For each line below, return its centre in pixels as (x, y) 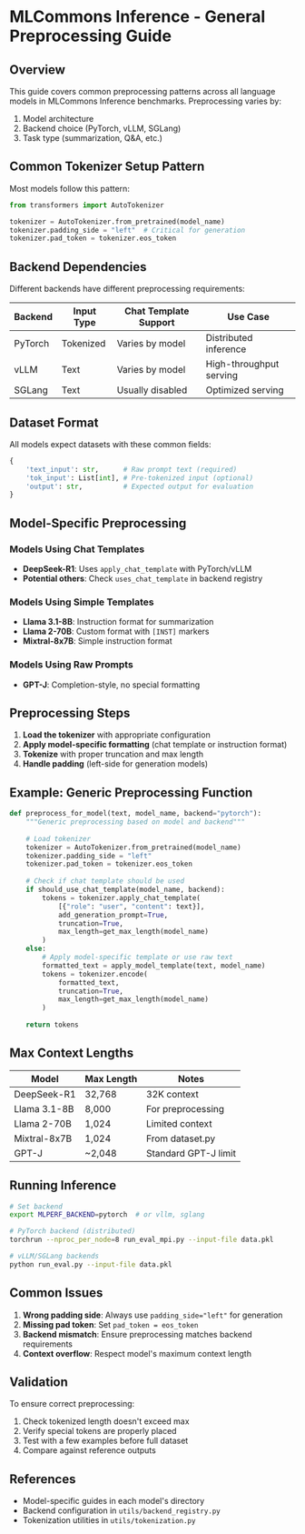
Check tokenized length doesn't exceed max (106, 1421)
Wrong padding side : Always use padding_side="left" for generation (152, 1315)
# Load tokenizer (59, 838)
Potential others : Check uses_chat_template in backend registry (143, 578)
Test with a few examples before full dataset (105, 1441)
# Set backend (36, 1207)
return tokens (52, 1025)
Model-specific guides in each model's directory (113, 1501)
